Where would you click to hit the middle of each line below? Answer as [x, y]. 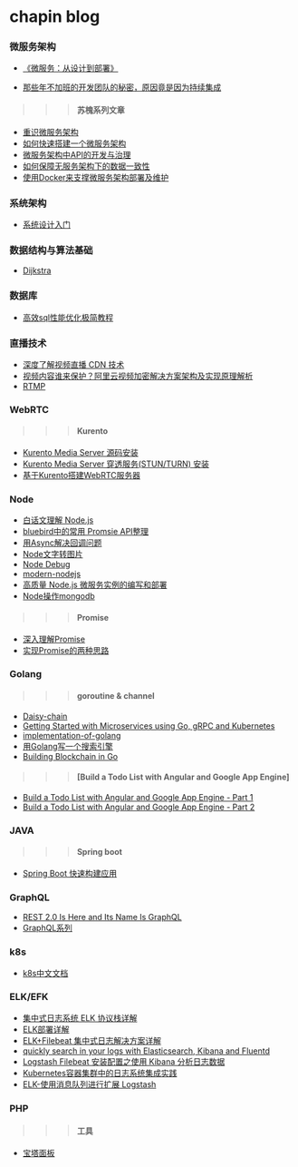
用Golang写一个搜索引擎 [67, 746]
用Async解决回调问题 [62, 543]
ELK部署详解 [46, 1029]
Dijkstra [37, 270]
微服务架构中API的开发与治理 [77, 154]
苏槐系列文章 [101, 110]
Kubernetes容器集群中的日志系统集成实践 [100, 1073]
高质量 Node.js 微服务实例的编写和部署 [95, 585]
